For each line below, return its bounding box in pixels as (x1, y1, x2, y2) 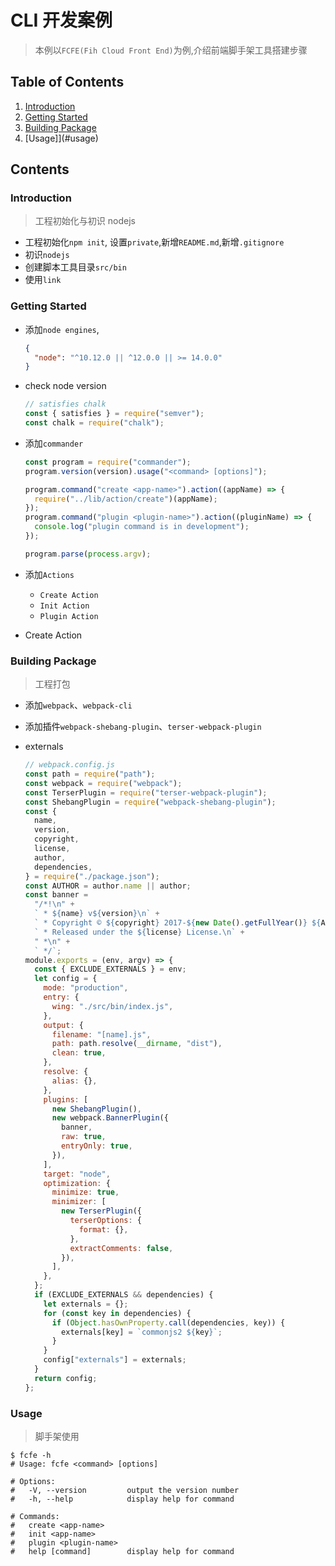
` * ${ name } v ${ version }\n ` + (34, 909, 160, 919)
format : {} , (78, 1224, 129, 1235)
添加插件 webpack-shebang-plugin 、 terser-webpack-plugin (24, 721, 262, 733)
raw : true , (61, 1132, 107, 1142)
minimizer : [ (51, 1197, 107, 1207)
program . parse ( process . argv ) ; (24, 549, 152, 559)
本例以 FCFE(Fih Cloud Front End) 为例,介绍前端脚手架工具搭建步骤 (34, 44, 308, 56)
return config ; (34, 1373, 98, 1383)
